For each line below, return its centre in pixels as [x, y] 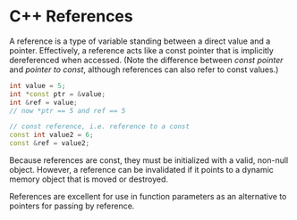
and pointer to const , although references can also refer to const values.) [144, 69]
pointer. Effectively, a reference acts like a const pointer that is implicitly [142, 50]
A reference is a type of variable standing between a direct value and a [140, 41]
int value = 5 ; [38, 86]
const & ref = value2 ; [50, 143]
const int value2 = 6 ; [51, 135]
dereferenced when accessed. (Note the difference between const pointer [146, 60]
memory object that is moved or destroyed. [89, 179]
